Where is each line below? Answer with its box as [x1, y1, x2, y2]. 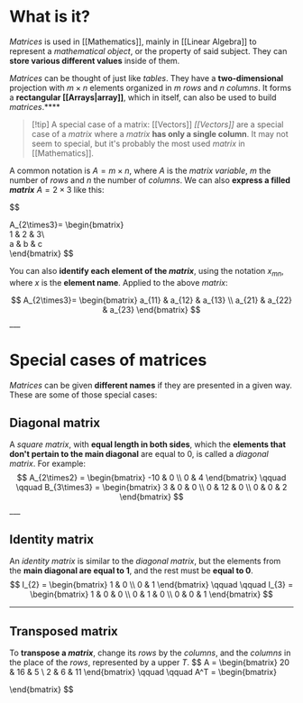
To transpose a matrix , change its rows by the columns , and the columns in [9, 647, 291, 659]
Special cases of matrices [9, 350, 207, 370]
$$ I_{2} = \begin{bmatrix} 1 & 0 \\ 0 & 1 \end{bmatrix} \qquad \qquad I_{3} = [9, 580, 294, 590]
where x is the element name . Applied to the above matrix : [9, 277, 228, 288]
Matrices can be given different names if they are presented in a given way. [9, 379, 293, 390]
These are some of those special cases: [9, 389, 158, 400]
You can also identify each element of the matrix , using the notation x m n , [9, 265, 284, 278]
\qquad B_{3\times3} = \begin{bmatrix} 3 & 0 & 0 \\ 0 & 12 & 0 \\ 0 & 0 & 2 [15, 482, 288, 493]
